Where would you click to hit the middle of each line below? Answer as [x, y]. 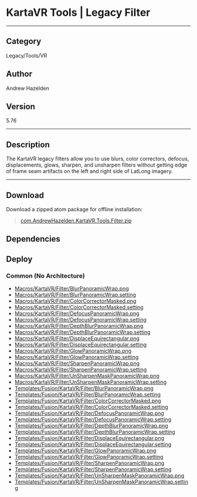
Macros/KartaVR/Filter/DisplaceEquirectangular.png [77, 339]
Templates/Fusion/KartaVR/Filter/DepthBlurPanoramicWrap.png [91, 426]
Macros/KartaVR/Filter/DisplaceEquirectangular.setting [81, 345]
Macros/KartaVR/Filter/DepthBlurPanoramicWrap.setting [82, 332]
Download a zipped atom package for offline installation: [74, 209]
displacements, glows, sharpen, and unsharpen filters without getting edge [97, 165]
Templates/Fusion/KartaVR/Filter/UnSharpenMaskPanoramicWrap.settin [101, 482]
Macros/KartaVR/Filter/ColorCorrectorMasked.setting [79, 307]
